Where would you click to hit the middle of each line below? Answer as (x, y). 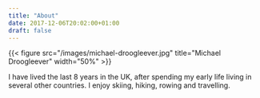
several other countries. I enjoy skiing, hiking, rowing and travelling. (119, 85)
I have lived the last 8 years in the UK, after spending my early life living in (130, 77)
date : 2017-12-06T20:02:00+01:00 (64, 23)
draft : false (30, 30)
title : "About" (34, 16)
